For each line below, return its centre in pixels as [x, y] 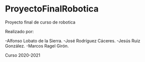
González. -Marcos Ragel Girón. [37, 46]
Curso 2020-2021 [23, 55]
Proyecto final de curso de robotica [40, 22]
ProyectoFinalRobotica [52, 9]
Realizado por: [19, 31]
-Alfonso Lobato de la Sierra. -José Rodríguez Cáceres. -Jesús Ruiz [73, 41]
